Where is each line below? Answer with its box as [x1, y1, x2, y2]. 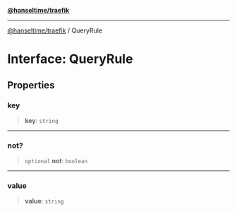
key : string [24, 116, 59, 124]
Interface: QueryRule [7, 51, 133, 67]
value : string [24, 197, 64, 206]
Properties [7, 79, 55, 91]
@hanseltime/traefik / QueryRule [7, 26, 102, 35]
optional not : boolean [24, 157, 88, 165]
